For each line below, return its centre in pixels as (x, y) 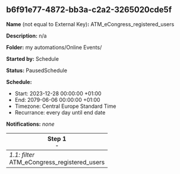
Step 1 (57, 138)
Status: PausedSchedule (37, 70)
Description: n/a (26, 36)
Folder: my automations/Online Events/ (54, 47)
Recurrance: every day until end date (60, 112)
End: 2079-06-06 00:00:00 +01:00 (57, 100)
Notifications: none (30, 124)
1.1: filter (22, 154)
